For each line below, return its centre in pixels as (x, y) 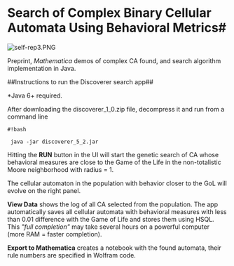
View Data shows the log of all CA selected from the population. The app (113, 204)
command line (28, 117)
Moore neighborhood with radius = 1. (61, 169)
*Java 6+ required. (35, 95)
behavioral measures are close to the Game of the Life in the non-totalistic (115, 162)
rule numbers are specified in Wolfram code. (72, 255)
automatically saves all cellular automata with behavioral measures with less (117, 211)
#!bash (17, 129)
